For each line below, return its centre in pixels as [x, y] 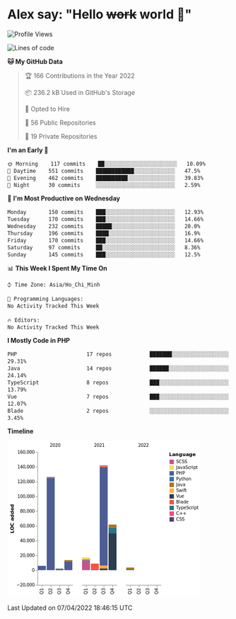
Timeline [20, 431]
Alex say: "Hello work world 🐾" [100, 15]
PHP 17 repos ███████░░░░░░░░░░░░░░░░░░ [118, 354]
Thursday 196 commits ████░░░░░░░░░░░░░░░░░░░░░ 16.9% [104, 233]
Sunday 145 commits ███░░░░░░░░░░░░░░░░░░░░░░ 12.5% [104, 254]
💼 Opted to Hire [47, 108]
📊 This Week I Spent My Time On [57, 268]
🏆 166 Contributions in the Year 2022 [80, 75]
